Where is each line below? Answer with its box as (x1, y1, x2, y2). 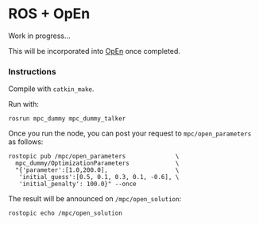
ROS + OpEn (8, 5, 91, 23)
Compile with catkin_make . (8, 84, 95, 93)
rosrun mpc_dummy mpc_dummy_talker (8, 115, 126, 123)
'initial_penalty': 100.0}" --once (18, 180, 137, 189)
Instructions (8, 66, 57, 77)
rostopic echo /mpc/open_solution (8, 209, 123, 218)
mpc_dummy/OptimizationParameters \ (15, 159, 180, 167)
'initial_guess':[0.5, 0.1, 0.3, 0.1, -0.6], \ (18, 174, 180, 181)
